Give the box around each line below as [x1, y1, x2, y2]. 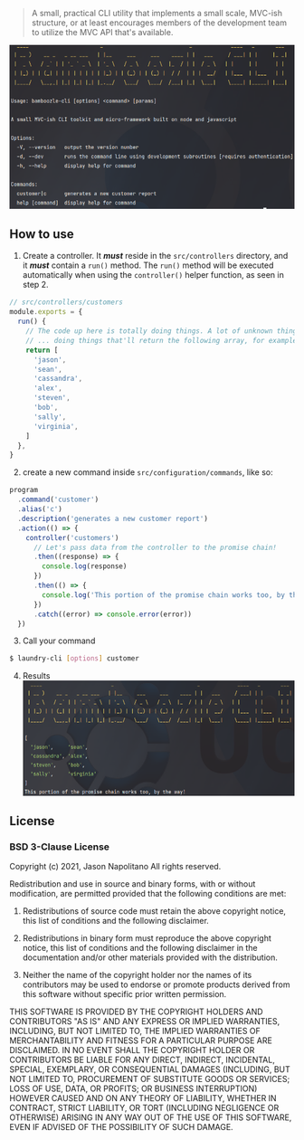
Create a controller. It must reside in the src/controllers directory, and [22, 251, 289, 261]
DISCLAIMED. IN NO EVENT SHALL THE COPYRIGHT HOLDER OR [9, 1045, 255, 1056]
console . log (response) [42, 562, 128, 571]
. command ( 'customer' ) [17, 495, 100, 505]
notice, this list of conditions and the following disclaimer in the [22, 943, 258, 954]
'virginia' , [33, 422, 79, 431]
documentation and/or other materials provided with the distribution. [22, 952, 278, 963]
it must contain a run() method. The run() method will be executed [22, 260, 274, 271]
